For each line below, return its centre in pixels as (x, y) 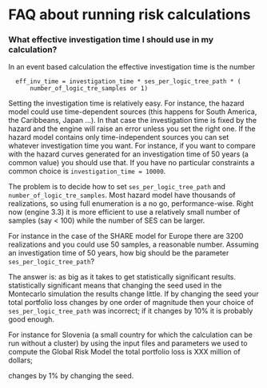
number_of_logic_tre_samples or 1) (89, 89)
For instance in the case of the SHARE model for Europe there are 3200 (126, 236)
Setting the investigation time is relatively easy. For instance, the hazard (126, 103)
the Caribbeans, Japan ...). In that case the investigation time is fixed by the (133, 121)
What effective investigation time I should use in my (111, 40)
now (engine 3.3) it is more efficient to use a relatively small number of (124, 212)
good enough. (31, 319)
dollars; (21, 360)
